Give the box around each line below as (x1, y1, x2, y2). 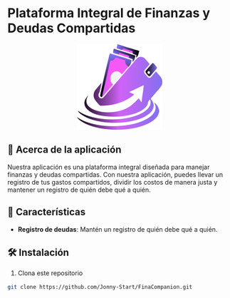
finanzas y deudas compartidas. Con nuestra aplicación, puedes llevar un (7, 170, 223, 179)
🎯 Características (7, 206, 86, 218)
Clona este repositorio (17, 269, 83, 277)
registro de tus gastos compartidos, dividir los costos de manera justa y (7, 178, 218, 186)
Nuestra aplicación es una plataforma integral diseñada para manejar (7, 163, 210, 171)
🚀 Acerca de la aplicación (7, 144, 122, 156)
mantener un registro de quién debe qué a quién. (7, 185, 151, 194)
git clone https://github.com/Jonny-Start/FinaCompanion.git (7, 284, 193, 291)
